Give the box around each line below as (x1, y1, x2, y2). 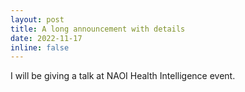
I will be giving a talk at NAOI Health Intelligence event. (10, 70, 236, 82)
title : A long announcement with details (10, 24, 186, 34)
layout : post (10, 14, 65, 25)
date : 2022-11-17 (10, 33, 83, 43)
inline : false (10, 42, 70, 53)
